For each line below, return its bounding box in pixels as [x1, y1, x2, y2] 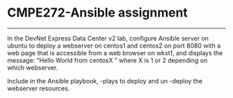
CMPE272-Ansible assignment [7, 5, 189, 21]
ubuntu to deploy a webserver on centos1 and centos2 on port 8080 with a [7, 41, 221, 50]
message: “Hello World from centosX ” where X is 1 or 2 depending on [7, 56, 208, 64]
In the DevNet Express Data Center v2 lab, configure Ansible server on [7, 34, 209, 42]
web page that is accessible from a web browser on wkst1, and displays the [7, 48, 223, 57]
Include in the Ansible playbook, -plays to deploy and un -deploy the [7, 77, 203, 85]
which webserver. [7, 63, 58, 72]
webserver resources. [7, 84, 70, 92]
